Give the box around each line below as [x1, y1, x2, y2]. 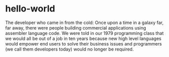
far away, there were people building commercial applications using [5, 24, 146, 30]
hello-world [5, 3, 56, 14]
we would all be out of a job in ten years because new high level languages [5, 35, 162, 41]
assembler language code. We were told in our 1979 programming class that [5, 30, 164, 36]
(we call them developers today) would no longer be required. [5, 46, 134, 52]
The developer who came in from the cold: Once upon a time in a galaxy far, [5, 19, 163, 25]
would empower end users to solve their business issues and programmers [5, 40, 162, 46]
